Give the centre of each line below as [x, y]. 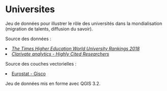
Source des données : [29, 39]
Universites [30, 9]
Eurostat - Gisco [29, 73]
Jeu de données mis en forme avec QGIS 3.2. [53, 83]
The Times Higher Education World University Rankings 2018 [76, 48]
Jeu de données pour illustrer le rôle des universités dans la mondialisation [84, 23]
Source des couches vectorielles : [41, 64]
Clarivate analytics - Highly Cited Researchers [61, 54]
